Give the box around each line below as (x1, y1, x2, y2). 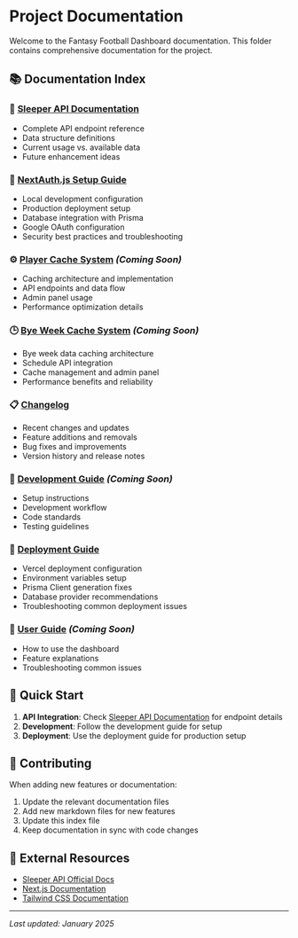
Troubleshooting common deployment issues (21, 601, 188, 612)
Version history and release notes (21, 450, 145, 461)
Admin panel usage (21, 293, 93, 303)
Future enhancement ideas (21, 151, 121, 161)
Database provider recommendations (21, 591, 159, 602)
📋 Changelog (9, 399, 69, 411)
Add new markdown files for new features (21, 806, 176, 817)
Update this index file (21, 816, 100, 826)
